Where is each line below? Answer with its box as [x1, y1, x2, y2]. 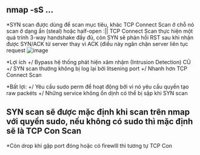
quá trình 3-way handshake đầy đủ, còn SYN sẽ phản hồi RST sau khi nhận [6, 33, 194, 41]
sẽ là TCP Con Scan [6, 126, 82, 136]
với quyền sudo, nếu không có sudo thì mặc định [6, 116, 193, 127]
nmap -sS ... [6, 5, 53, 15]
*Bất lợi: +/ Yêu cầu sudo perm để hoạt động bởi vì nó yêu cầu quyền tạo [6, 83, 189, 90]
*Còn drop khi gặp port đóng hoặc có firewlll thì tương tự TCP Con [6, 142, 173, 149]
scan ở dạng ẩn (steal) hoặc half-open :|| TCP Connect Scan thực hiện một [6, 27, 193, 35]
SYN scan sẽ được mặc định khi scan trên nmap [6, 107, 190, 117]
